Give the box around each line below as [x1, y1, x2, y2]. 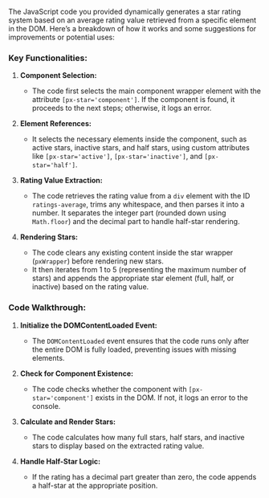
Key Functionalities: [8, 52, 88, 63]
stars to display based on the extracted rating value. [31, 441, 205, 451]
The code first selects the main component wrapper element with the [31, 86, 261, 96]
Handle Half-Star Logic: [19, 456, 101, 466]
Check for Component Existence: [19, 369, 134, 378]
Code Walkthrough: [8, 302, 87, 313]
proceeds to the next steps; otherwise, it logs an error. [31, 104, 212, 113]
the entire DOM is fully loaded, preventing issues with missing [31, 345, 237, 354]
